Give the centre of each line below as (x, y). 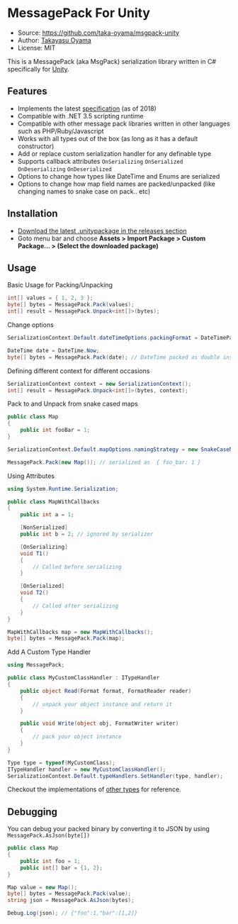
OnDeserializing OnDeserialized (64, 169)
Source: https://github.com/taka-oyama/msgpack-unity (98, 33)
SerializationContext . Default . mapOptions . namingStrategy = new (103, 449)
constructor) (36, 146)
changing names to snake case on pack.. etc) (84, 191)
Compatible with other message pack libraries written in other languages (124, 123)
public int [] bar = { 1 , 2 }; (61, 868)
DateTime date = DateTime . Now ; (53, 350)
